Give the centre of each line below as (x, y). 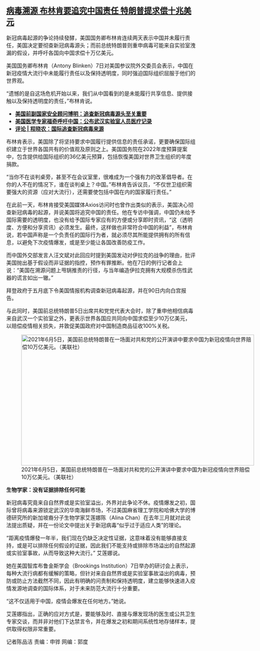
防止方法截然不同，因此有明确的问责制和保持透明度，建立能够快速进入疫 (106, 581)
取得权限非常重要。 (35, 629)
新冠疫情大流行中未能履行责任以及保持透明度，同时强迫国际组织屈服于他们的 (101, 73)
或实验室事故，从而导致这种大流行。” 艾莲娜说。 (65, 553)
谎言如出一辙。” (35, 277)
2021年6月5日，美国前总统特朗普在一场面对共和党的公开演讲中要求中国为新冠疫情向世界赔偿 (136, 469)
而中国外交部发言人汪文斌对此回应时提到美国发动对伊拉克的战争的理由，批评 (101, 255)
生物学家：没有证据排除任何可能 (46, 490)
